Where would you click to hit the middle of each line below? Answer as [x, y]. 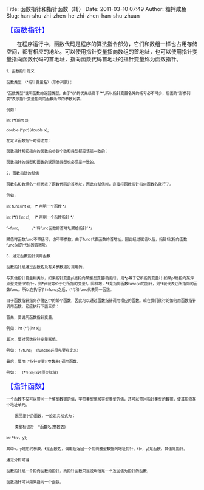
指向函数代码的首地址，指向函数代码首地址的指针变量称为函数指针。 [97, 59]
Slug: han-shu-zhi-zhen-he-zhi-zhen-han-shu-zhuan [73, 16]
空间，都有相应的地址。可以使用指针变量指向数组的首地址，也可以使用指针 [99, 51]
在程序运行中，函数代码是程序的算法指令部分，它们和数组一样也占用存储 [107, 44]
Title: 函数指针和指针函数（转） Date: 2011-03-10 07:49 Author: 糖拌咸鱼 [97, 9]
